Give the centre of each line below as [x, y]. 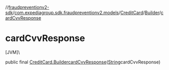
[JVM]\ [13, 52]
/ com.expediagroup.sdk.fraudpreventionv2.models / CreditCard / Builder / [87, 13]
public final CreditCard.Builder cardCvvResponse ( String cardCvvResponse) [83, 62]
